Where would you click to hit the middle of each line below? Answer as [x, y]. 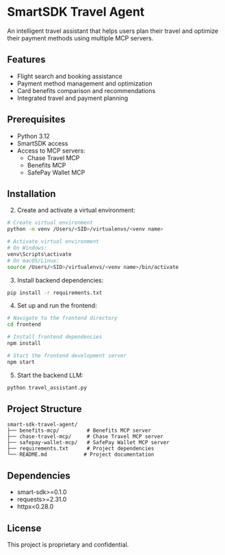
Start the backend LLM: [50, 375]
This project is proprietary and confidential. [68, 544]
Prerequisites [36, 119]
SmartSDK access [42, 143]
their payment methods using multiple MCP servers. [80, 38]
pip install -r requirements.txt [55, 293]
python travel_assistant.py [47, 387]
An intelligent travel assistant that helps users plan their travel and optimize [113, 31]
